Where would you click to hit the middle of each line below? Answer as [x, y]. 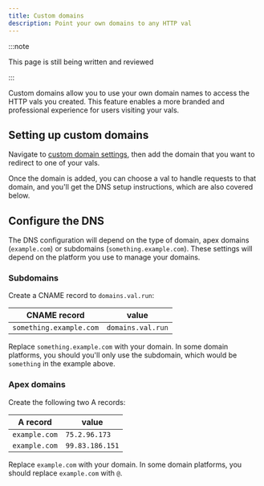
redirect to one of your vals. [54, 163]
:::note [19, 46]
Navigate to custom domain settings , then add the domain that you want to [132, 154]
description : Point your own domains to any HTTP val [100, 23]
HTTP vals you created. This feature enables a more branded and [116, 101]
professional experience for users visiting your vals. [94, 110]
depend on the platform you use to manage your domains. [104, 257]
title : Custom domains [46, 16]
